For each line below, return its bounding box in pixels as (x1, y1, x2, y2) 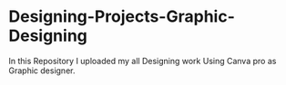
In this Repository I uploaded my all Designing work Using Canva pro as (8, 55, 277, 66)
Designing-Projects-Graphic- (8, 6, 236, 27)
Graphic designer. (8, 65, 76, 76)
